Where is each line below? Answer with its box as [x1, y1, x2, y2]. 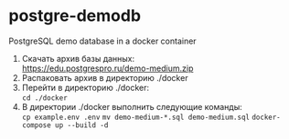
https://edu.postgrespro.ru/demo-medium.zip [21, 63, 194, 74]
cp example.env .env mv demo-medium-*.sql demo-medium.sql [21, 113, 251, 122]
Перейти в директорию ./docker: [21, 82, 150, 93]
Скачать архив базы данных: [21, 53, 135, 64]
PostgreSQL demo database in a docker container [8, 35, 198, 46]
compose [21, 120, 51, 130]
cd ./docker [21, 93, 68, 103]
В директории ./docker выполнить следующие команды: [21, 101, 243, 112]
